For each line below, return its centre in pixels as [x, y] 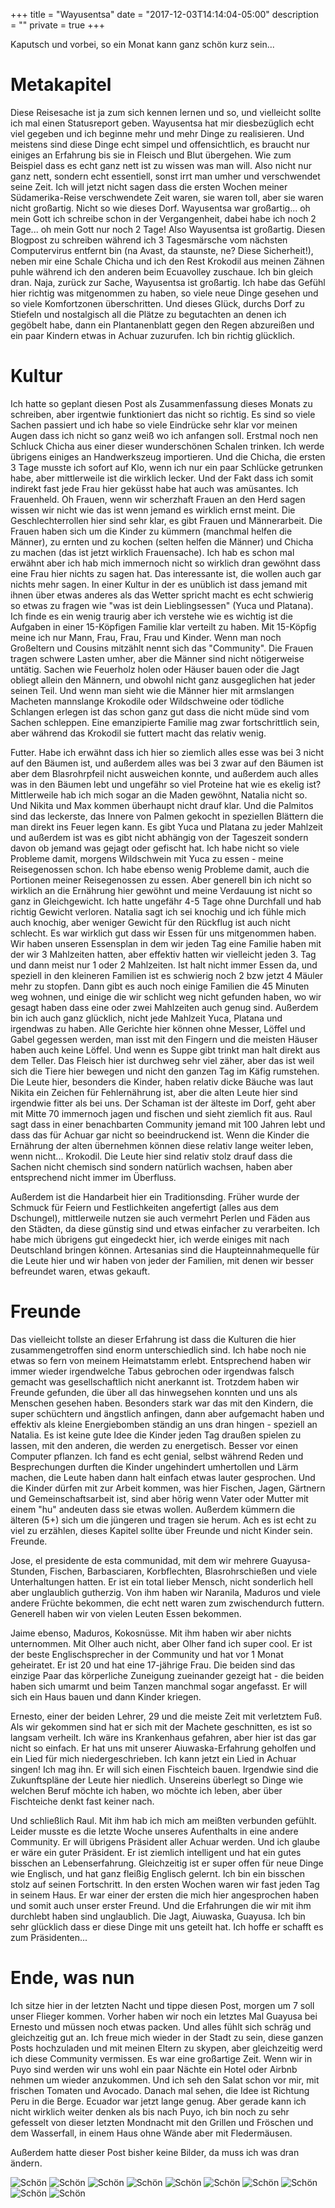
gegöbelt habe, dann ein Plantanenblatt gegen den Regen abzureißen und [162, 325]
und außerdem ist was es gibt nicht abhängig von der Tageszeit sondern [159, 837]
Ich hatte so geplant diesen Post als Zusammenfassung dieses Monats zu [161, 403]
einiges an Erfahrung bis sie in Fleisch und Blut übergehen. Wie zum [151, 155]
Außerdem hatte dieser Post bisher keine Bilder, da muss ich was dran [155, 2152]
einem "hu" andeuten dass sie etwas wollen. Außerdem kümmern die [153, 1509]
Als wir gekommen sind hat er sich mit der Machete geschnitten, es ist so [161, 1726]
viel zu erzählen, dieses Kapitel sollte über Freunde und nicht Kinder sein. [161, 1530]
